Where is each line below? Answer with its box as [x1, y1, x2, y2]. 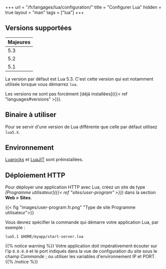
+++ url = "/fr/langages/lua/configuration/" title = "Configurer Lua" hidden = [5, 4, 162, 10]
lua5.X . [5, 129, 20, 135]
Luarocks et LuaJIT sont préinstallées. [5, 157, 84, 163]
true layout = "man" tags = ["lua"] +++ [5, 9, 84, 15]
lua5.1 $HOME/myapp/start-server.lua [5, 234, 84, 239]
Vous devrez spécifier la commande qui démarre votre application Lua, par [5, 219, 159, 225]
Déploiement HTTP [5, 171, 66, 179]
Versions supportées [5, 24, 72, 32]
